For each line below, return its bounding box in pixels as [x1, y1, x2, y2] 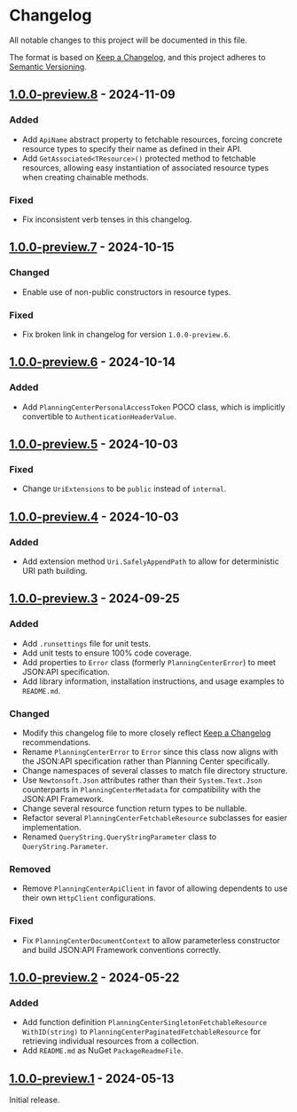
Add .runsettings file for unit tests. [21, 638, 152, 648]
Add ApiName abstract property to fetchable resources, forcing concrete [21, 134, 283, 145]
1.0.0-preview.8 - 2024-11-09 [9, 87, 176, 102]
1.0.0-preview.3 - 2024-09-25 [9, 592, 180, 607]
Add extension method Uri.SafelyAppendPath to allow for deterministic [21, 556, 279, 567]
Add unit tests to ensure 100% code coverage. [21, 647, 192, 658]
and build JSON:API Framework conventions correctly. [21, 944, 222, 955]
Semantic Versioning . [9, 61, 87, 72]
